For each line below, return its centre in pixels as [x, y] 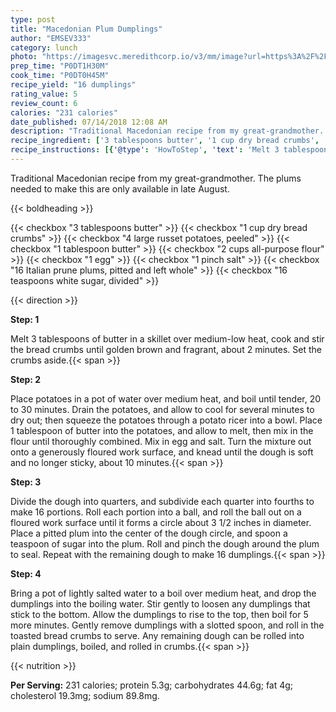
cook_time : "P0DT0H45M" [60, 76]
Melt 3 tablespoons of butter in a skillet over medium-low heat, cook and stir [167, 338]
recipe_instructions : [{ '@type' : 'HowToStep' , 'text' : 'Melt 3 [145, 150]
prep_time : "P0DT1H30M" [60, 66]
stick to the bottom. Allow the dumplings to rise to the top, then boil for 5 [159, 614]
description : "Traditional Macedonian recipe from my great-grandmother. [167, 131]
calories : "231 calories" [64, 112]
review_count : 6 [44, 103]
